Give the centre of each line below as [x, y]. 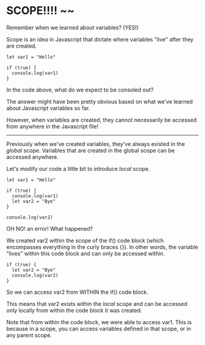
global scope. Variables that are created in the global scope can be [91, 150]
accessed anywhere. [33, 157]
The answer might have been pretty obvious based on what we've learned [100, 101]
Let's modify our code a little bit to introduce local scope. [78, 169]
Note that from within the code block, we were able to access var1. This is [99, 322]
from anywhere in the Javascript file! [52, 126]
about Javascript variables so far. [48, 108]
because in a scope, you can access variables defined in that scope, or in [99, 329]
